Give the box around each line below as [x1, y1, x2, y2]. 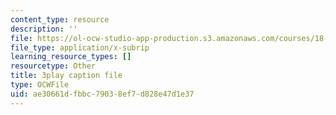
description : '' [10, 24, 78, 34]
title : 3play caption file [10, 71, 123, 81]
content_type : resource [10, 14, 110, 25]
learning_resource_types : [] [10, 52, 132, 62]
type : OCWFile [10, 80, 70, 90]
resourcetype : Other [10, 61, 97, 71]
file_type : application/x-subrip [10, 42, 150, 53]
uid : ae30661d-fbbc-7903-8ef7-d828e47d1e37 [10, 89, 195, 99]
